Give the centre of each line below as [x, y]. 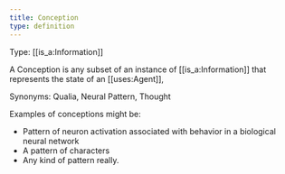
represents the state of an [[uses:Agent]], [87, 78]
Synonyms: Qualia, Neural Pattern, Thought [90, 96]
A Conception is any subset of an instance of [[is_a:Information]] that [138, 69]
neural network [51, 141]
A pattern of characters [66, 151]
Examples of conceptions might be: [76, 114]
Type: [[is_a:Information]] [57, 51]
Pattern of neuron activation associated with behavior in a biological [149, 131]
